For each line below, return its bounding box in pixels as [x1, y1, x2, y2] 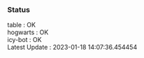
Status [7, 5, 30, 15]
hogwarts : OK [7, 28, 49, 36]
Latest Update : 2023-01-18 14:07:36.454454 [7, 43, 138, 52]
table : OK [7, 21, 36, 29]
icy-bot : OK [7, 36, 42, 44]
